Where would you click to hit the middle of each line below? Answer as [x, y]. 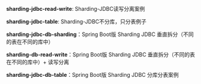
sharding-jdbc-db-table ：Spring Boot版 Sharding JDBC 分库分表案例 [92, 75]
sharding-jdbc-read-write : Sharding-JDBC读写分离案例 [76, 9]
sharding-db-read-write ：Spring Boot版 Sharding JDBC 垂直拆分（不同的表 [101, 55]
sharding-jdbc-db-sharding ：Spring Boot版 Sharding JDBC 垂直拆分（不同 [100, 34]
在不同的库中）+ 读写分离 [38, 62]
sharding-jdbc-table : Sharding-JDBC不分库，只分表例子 [76, 22]
